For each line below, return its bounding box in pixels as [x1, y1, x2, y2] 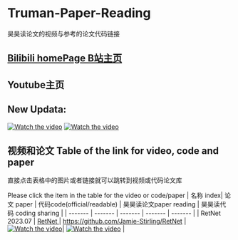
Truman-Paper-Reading [7, 5, 151, 21]
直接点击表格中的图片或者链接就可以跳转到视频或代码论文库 [7, 176, 182, 184]
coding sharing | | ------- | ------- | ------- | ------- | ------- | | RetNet [15, 209, 221, 218]
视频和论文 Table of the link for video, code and [7, 145, 219, 157]
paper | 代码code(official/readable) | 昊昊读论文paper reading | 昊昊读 [15, 200, 220, 209]
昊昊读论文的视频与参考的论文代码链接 [7, 29, 120, 38]
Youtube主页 [7, 78, 65, 90]
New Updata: [7, 103, 67, 115]
